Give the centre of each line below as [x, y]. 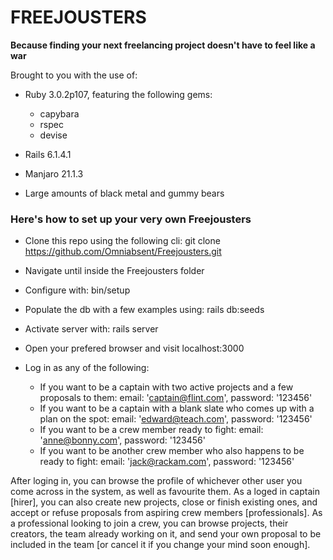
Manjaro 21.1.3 [54, 173]
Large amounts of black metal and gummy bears [124, 193]
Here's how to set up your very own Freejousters [131, 219]
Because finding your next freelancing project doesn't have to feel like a [163, 45]
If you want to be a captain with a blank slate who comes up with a [177, 408]
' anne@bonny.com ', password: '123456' [122, 440]
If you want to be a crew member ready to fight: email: [151, 430]
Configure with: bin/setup [77, 290]
